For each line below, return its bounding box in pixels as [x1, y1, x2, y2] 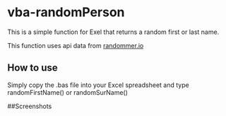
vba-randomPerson [7, 4, 125, 21]
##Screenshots [7, 102, 52, 110]
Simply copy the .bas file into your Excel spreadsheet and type [7, 81, 189, 89]
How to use [7, 62, 58, 74]
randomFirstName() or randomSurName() [7, 88, 129, 96]
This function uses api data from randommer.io [7, 41, 144, 50]
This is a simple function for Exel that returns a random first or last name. [7, 28, 220, 36]
